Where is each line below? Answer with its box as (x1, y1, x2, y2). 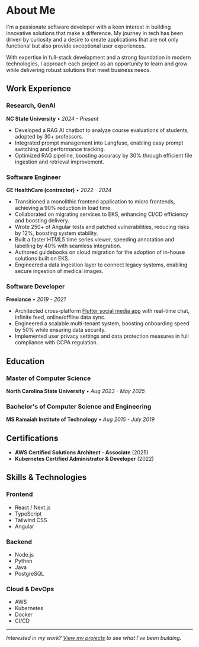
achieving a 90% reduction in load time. (14, 204, 113, 211)
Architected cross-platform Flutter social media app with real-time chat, (14, 307, 190, 315)
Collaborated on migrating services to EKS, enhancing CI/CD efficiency (14, 211, 188, 218)
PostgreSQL (14, 570, 44, 577)
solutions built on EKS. (14, 255, 70, 262)
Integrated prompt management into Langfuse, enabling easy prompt (14, 139, 184, 146)
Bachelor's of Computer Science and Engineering (6, 402, 152, 410)
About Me (6, 4, 56, 17)
